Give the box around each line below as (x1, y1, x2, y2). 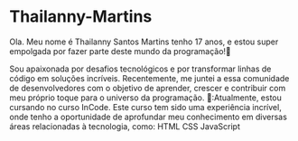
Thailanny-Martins (9, 6, 153, 27)
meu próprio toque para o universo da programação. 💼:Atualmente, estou (9, 92, 283, 103)
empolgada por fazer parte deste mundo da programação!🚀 (9, 45, 232, 56)
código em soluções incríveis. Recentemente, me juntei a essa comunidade (9, 72, 290, 83)
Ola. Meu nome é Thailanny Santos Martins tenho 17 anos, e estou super (9, 36, 279, 47)
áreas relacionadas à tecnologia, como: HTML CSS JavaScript (9, 120, 241, 132)
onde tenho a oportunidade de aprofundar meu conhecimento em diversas (9, 111, 287, 122)
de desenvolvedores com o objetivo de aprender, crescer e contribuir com (9, 82, 286, 93)
